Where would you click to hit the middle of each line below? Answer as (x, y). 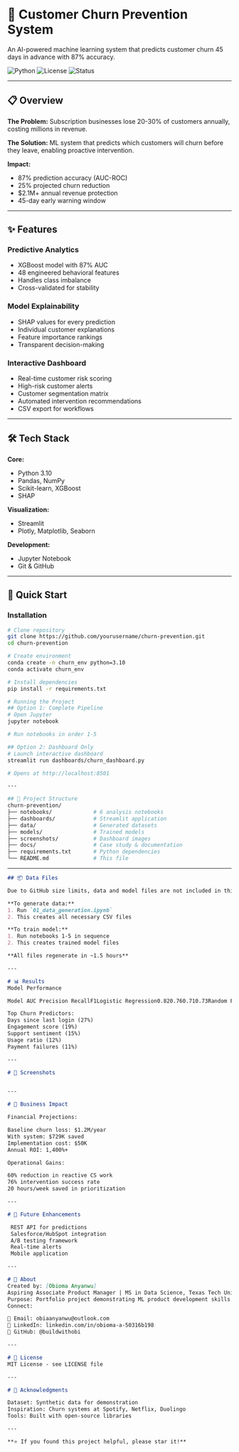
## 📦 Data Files (33, 878)
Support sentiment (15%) (44, 1034)
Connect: (20, 1306)
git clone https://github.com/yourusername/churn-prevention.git (106, 637)
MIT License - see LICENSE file (55, 1364)
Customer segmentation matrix (63, 393)
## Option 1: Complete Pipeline (55, 708)
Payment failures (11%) (43, 1046)
